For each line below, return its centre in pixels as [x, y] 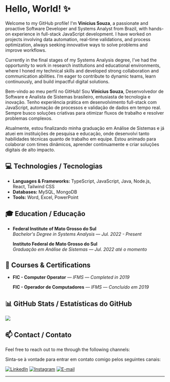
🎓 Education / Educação [45, 214]
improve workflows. [26, 50]
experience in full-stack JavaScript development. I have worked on [82, 34]
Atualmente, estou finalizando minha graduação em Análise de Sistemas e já [85, 128]
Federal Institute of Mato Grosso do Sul [54, 228]
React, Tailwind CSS [33, 186]
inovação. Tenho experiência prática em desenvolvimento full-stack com [81, 102]
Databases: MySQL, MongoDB [45, 192]
